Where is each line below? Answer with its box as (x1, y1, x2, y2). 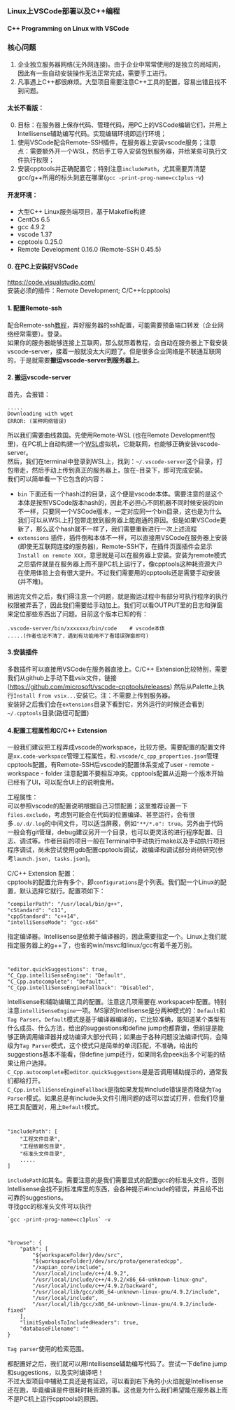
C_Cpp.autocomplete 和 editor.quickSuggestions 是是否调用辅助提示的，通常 (7, 1068, 222, 1076)
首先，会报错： (7, 390, 50, 398)
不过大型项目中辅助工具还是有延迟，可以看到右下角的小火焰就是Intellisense (7, 1376, 224, 1385)
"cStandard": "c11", (7, 907, 68, 914)
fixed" (7, 1306, 27, 1314)
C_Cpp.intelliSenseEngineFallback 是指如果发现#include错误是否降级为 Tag (7, 1085, 222, 1094)
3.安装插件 (7, 648, 38, 656)
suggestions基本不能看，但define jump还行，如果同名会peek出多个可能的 (7, 1050, 220, 1059)
